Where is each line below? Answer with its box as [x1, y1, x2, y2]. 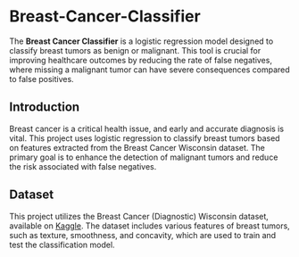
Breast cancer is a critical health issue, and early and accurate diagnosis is [9, 123, 284, 134]
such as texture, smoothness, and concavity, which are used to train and [9, 229, 277, 240]
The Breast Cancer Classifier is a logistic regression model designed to [9, 36, 274, 46]
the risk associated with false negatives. [9, 161, 157, 171]
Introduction [9, 100, 80, 115]
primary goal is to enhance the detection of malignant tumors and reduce [9, 152, 278, 162]
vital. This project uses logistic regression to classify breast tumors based [9, 132, 280, 144]
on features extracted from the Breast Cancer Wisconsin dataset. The [9, 142, 266, 153]
